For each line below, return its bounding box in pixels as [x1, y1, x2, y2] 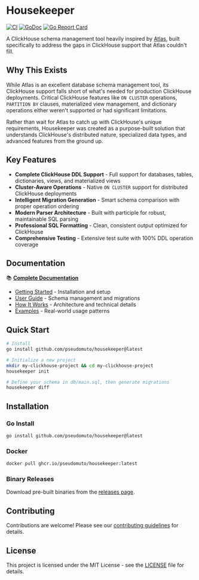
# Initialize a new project [6, 357, 76, 363]
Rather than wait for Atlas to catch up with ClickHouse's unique [6, 118, 162, 125]
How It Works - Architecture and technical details [14, 301, 136, 308]
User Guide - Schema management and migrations [14, 294, 140, 302]
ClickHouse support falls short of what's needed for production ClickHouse [6, 88, 192, 95]
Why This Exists [6, 65, 68, 76]
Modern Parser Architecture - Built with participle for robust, [14, 209, 166, 216]
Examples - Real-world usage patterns [14, 307, 110, 315]
